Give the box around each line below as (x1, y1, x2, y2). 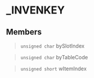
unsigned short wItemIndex (20, 65, 87, 72)
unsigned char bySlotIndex (20, 42, 85, 49)
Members (6, 27, 42, 37)
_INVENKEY (6, 4, 65, 17)
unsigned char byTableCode (20, 54, 88, 60)
